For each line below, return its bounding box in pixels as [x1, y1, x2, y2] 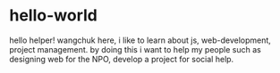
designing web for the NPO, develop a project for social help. [9, 53, 234, 64]
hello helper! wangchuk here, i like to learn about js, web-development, [9, 35, 271, 45]
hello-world [9, 5, 98, 26]
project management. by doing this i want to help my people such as [9, 44, 261, 54]
